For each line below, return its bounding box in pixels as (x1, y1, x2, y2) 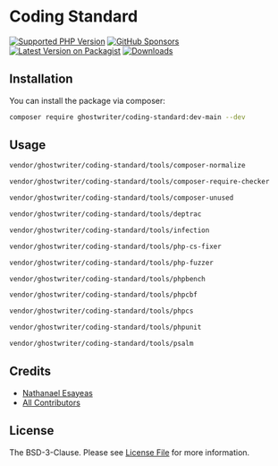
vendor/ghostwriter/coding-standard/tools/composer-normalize (9, 161, 246, 170)
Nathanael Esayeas (21, 387, 94, 398)
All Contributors (21, 397, 80, 408)
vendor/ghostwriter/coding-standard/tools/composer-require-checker (9, 177, 270, 186)
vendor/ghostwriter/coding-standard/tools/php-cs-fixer (9, 242, 222, 251)
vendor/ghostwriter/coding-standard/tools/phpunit (9, 323, 202, 332)
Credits (9, 364, 52, 379)
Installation (9, 72, 73, 87)
